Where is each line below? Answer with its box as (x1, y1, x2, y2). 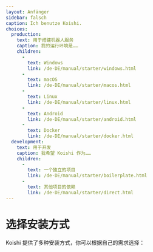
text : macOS (27, 77, 58, 83)
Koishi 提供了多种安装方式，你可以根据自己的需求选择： (5, 239, 145, 246)
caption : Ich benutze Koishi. (5, 20, 83, 26)
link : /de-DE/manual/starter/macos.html (27, 83, 131, 89)
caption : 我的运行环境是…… (16, 43, 78, 49)
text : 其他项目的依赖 (27, 184, 76, 190)
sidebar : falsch (5, 15, 47, 21)
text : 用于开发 (16, 144, 52, 151)
